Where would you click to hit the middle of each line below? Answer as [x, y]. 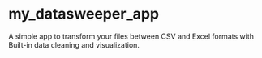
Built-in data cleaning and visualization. [74, 44]
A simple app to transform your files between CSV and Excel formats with [131, 36]
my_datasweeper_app [84, 14]
